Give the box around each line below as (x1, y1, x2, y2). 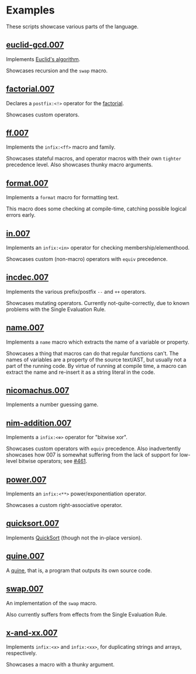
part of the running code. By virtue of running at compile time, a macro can (6, 362, 187, 369)
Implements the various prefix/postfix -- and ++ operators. (6, 288, 146, 295)
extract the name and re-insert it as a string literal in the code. (6, 368, 155, 375)
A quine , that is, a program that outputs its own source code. (6, 566, 152, 574)
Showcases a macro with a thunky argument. (6, 661, 115, 668)
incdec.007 (6, 273, 49, 283)
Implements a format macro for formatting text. (6, 194, 119, 201)
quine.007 (6, 551, 45, 561)
